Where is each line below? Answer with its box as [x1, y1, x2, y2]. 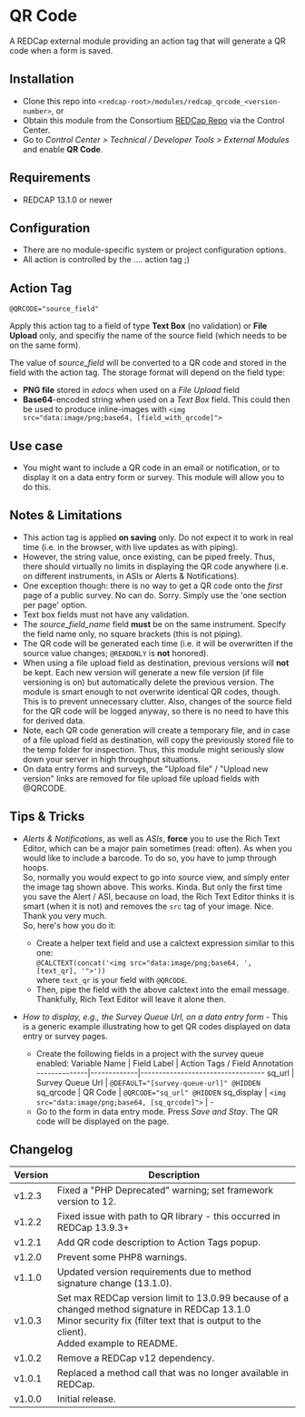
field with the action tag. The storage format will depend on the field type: [9, 367, 285, 378]
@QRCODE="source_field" [9, 305, 100, 314]
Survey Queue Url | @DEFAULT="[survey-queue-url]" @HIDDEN [35, 1077, 261, 1087]
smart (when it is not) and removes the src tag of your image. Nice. [22, 900, 274, 911]
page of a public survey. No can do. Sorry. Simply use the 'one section [22, 589, 288, 600]
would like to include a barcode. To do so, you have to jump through [22, 852, 277, 863]
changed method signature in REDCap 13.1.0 [57, 1304, 251, 1316]
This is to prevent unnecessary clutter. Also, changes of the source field [22, 695, 292, 706]
